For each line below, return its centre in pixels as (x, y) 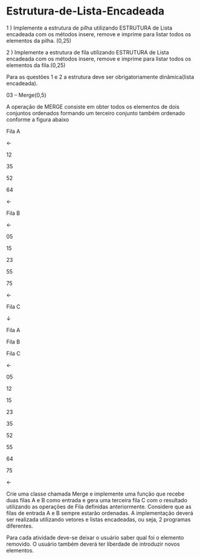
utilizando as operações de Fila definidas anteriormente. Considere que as (99, 506)
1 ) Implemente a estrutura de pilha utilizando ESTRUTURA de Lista (89, 28)
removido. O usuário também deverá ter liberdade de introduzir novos (93, 544)
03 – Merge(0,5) (26, 95)
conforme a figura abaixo (38, 120)
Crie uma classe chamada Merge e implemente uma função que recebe (95, 494)
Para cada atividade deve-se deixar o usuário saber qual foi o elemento (95, 537)
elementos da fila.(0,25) (36, 65)
